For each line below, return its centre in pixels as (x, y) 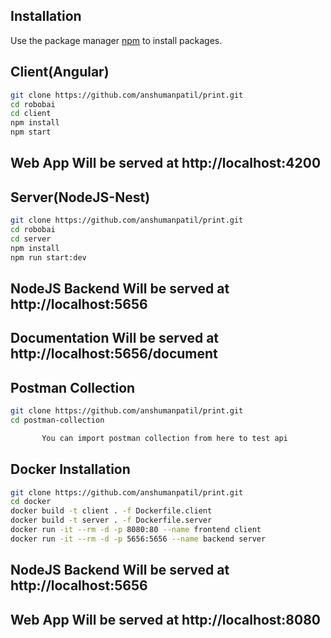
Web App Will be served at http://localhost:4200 (166, 163)
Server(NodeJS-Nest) (80, 197)
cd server (31, 239)
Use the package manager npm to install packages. (116, 40)
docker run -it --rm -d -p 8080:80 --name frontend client (136, 530)
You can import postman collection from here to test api (164, 438)
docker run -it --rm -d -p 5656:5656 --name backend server (138, 539)
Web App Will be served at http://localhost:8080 (165, 619)
